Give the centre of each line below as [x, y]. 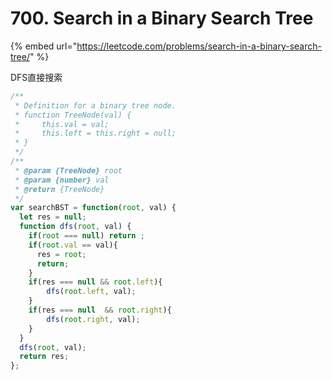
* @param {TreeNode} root [68, 170]
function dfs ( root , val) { [75, 227]
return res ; [44, 357]
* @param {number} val [62, 180]
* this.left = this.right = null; [95, 133]
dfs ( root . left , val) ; [91, 292]
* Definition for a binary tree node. [95, 105]
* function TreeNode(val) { [73, 115]
